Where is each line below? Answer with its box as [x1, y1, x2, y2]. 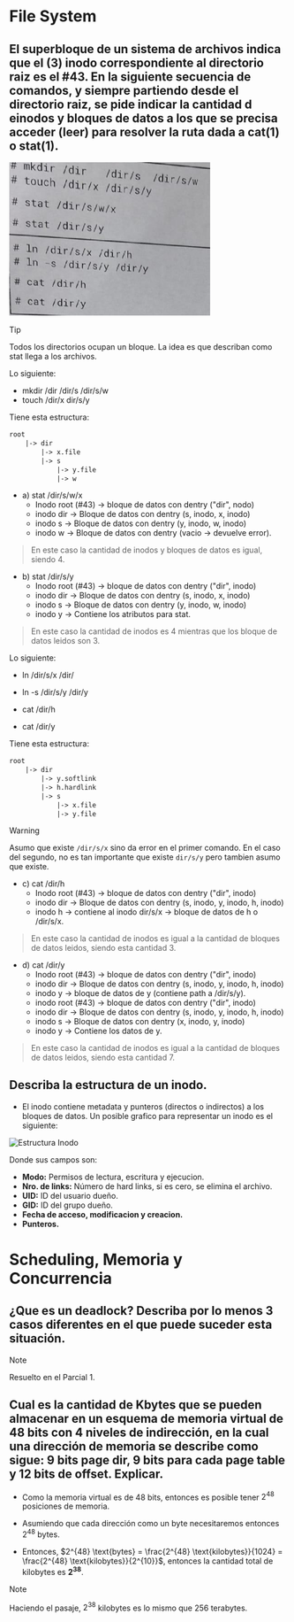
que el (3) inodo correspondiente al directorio [9, 55, 265, 70]
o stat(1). [9, 138, 59, 153]
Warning [9, 825, 40, 836]
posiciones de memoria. [21, 1501, 110, 1511]
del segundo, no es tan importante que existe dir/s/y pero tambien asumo [9, 852, 281, 862]
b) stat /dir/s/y [21, 571, 74, 582]
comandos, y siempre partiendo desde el [9, 82, 239, 98]
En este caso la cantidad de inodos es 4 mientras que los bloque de [30, 626, 278, 637]
